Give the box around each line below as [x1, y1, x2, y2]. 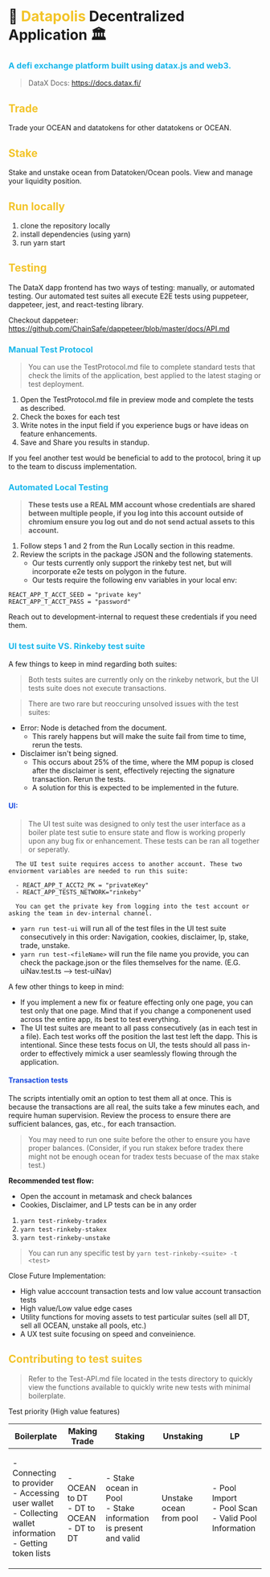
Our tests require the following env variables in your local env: [31, 575, 237, 585]
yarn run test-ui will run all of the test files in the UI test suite [19, 923, 227, 933]
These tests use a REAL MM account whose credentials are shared [27, 500, 256, 510]
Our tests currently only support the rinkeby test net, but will [31, 558, 231, 568]
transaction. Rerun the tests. [31, 774, 126, 783]
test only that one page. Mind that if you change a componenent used [19, 1005, 252, 1016]
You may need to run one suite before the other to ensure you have [27, 1135, 251, 1144]
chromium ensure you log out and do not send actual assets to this [27, 517, 256, 527]
